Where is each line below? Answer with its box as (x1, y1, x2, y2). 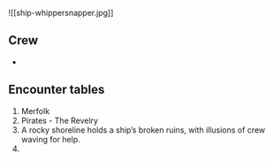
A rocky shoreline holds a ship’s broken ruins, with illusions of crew (20, 124, 266, 135)
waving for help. (20, 134, 80, 144)
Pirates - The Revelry (20, 115, 99, 126)
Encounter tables (8, 82, 105, 97)
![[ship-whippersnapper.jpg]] (8, 8, 114, 18)
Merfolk (20, 105, 50, 116)
